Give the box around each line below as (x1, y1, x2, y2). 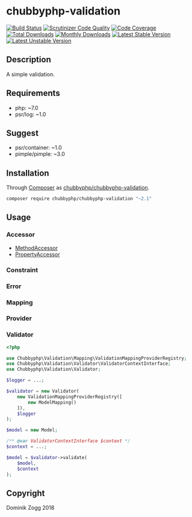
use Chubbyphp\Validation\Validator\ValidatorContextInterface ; (6, 361, 171, 367)
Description (6, 54, 51, 65)
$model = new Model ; (6, 427, 58, 433)
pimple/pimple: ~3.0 (14, 150, 65, 158)
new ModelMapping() (28, 399, 77, 405)
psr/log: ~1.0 (14, 111, 46, 118)
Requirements (6, 88, 60, 98)
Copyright (6, 488, 45, 498)
